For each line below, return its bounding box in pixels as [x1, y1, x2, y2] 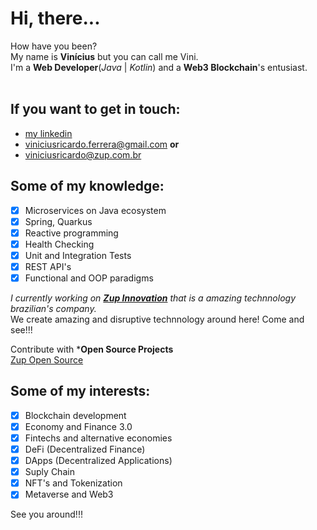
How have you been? [10, 40, 98, 52]
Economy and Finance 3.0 [24, 420, 133, 432]
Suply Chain [24, 466, 75, 478]
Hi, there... [10, 7, 101, 30]
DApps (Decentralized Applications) [24, 455, 173, 467]
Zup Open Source [10, 354, 84, 366]
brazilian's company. [10, 303, 97, 314]
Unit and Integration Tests [24, 249, 132, 261]
